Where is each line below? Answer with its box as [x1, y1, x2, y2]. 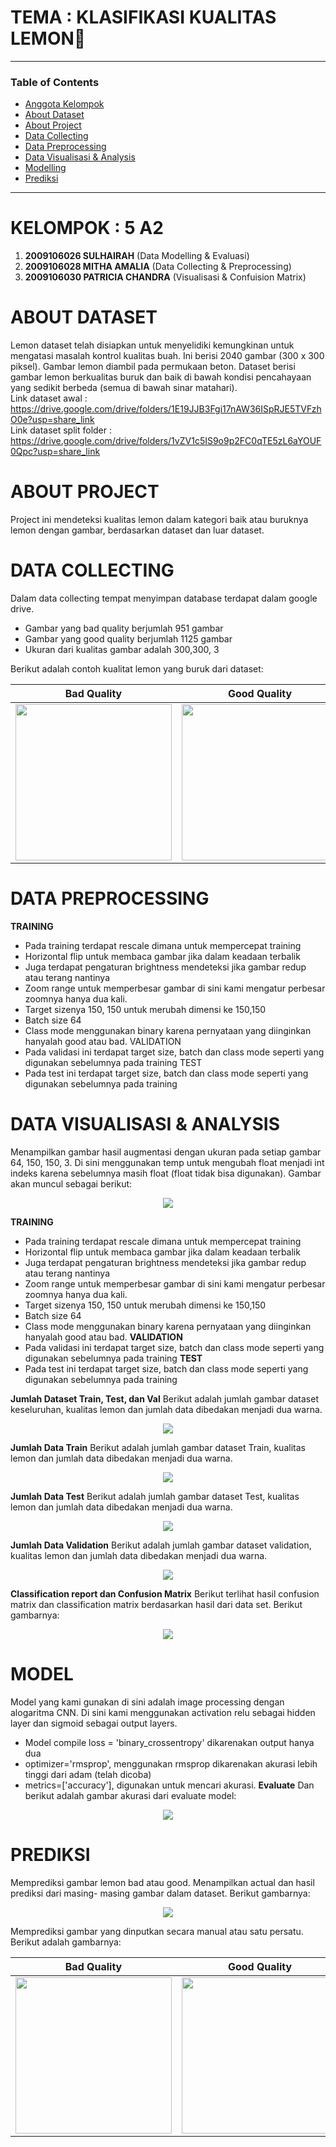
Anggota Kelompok [24, 98, 105, 110]
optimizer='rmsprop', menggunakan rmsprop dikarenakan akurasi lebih [24, 1757, 318, 1770]
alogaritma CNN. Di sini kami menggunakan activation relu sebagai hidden [10, 1706, 316, 1718]
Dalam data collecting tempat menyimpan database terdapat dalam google [10, 592, 318, 604]
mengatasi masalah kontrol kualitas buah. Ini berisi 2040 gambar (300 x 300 [10, 350, 325, 362]
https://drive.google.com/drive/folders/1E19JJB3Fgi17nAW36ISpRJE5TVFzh [10, 403, 322, 415]
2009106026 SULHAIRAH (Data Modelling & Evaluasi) [24, 250, 250, 262]
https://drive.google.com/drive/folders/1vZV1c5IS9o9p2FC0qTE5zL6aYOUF [10, 435, 322, 447]
